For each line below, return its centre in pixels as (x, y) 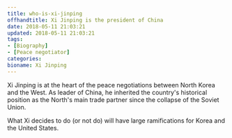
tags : (15, 40)
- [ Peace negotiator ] (39, 53)
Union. (17, 107)
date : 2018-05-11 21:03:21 (46, 26)
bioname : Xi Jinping (37, 65)
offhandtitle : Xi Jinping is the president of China (85, 20)
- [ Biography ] (28, 46)
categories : (24, 59)
